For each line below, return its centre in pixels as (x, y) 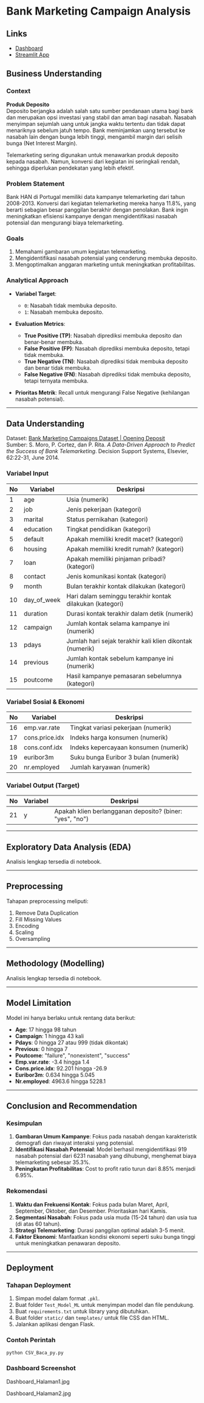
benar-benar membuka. (54, 342)
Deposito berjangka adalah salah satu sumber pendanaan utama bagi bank (100, 111)
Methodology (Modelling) (56, 964)
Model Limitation (39, 1003)
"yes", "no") (72, 819)
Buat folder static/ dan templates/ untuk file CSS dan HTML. (92, 1318)
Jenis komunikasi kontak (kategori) (117, 576)
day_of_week (42, 600)
